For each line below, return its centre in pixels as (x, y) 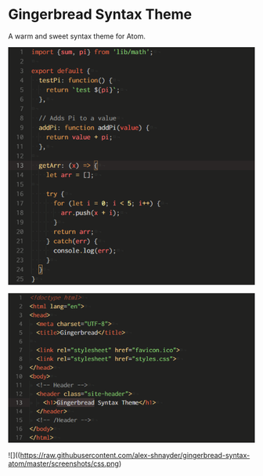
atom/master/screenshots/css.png (64, 463)
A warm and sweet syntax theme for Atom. (77, 36)
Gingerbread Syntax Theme (100, 15)
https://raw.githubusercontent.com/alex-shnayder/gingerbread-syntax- (135, 456)
